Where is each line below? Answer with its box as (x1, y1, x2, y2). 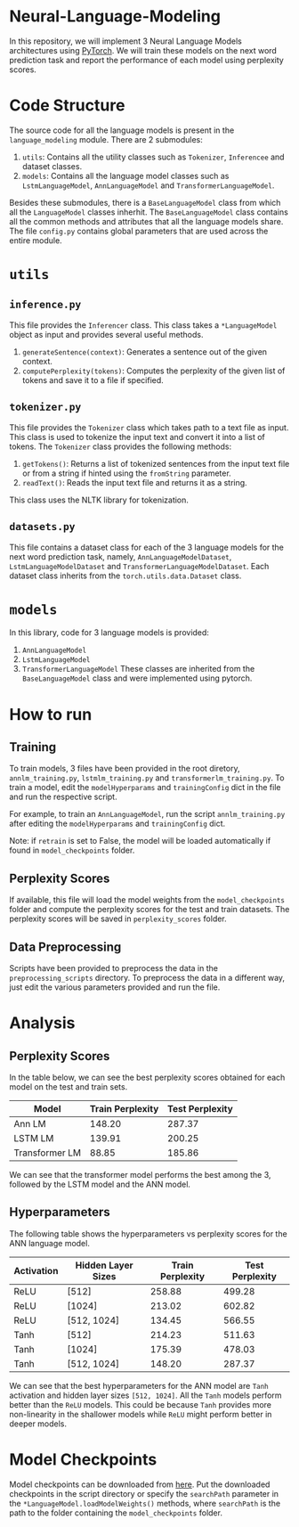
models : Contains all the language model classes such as (21, 170, 230, 181)
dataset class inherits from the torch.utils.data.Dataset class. (9, 570, 242, 581)
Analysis (9, 1013, 76, 1033)
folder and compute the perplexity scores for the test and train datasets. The (9, 904, 290, 915)
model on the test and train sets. (9, 1082, 128, 1092)
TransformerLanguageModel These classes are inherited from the (21, 664, 255, 674)
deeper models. (9, 1418, 68, 1429)
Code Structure (9, 95, 125, 116)
